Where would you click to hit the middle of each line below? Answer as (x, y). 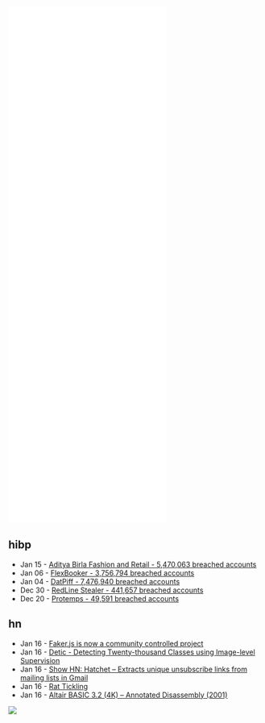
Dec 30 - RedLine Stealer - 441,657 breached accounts (112, 590)
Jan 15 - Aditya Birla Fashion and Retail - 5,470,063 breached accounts (138, 564)
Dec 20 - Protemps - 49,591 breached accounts (99, 598)
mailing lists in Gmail (54, 677)
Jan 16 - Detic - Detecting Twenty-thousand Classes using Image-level (137, 652)
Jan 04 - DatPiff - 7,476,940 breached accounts (100, 581)
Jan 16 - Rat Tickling (54, 686)
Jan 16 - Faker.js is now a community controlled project (112, 643)
